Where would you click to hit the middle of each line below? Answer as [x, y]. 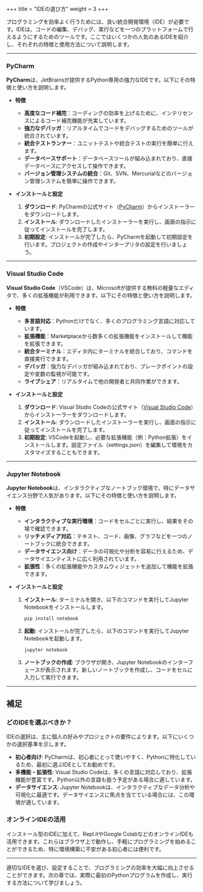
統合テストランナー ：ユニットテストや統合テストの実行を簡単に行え [109, 143]
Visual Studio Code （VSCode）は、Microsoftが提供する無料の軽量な [93, 287]
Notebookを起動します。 [55, 638]
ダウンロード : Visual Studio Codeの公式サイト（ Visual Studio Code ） [110, 407]
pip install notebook [51, 618]
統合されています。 [47, 136]
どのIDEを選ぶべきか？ [39, 722]
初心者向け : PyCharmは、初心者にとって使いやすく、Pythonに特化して [103, 757]
